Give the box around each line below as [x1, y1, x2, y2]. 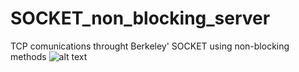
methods [10, 50, 47, 62]
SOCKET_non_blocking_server [10, 7, 271, 30]
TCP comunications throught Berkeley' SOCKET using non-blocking [10, 40, 290, 52]
